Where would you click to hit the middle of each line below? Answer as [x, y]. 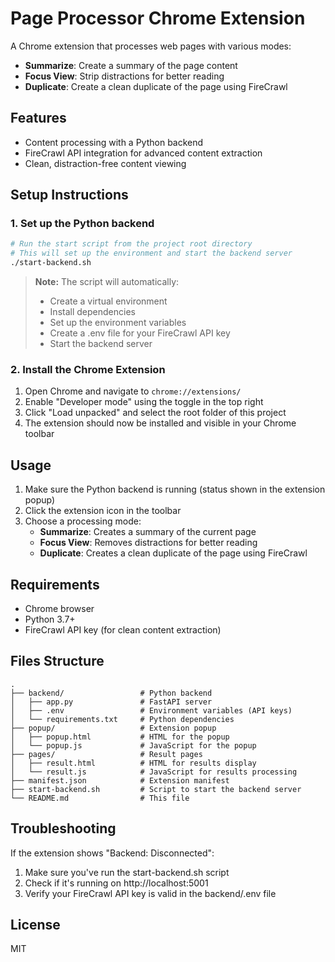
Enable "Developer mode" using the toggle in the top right [144, 402]
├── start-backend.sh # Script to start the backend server [156, 789]
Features [38, 118]
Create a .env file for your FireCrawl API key [140, 333]
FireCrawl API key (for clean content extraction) [123, 629]
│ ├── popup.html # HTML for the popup [120, 737]
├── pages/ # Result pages [106, 754]
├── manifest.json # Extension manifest [120, 780]
